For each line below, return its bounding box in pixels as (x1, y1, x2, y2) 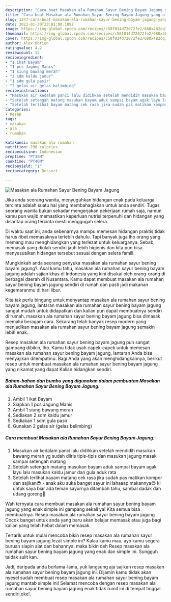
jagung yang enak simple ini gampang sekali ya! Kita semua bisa (5, 506, 140, 512)
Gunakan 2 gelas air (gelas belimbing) (12, 423, 93, 429)
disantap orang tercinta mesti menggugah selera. (5, 218, 108, 224)
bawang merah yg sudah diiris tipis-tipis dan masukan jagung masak (12, 453, 157, 459)
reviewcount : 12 (5, 50, 40, 55)
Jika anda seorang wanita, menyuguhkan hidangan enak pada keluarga (5, 197, 155, 203)
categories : (5, 107, 31, 112)
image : (5, 27, 19, 32)
